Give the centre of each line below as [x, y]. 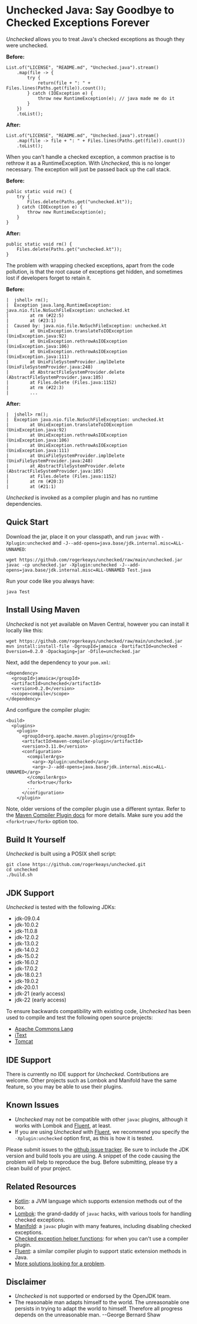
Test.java [139, 570]
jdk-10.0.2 [27, 925]
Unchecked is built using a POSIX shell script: [61, 854]
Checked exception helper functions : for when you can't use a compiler [101, 1238]
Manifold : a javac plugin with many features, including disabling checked [103, 1226]
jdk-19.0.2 [26, 981]
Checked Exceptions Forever [78, 23]
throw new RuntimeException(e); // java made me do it [106, 98]
